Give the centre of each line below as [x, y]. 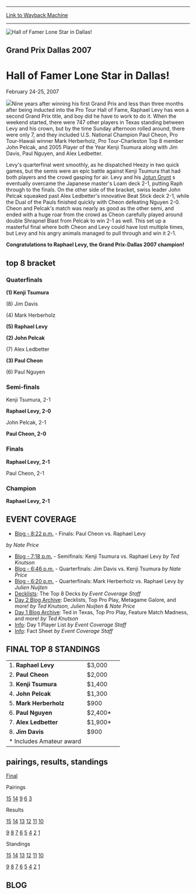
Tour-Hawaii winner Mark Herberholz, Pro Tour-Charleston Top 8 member [95, 141]
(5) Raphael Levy [27, 327]
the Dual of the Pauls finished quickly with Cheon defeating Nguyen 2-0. [93, 202]
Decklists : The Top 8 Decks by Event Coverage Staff [78, 593]
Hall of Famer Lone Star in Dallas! [88, 75]
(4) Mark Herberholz [31, 315]
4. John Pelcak [30, 693]
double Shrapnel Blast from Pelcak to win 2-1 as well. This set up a [86, 221]
